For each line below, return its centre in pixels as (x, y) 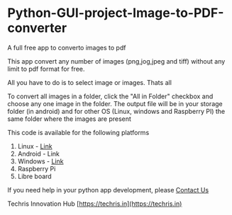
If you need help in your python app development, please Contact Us (108, 190)
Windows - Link (40, 161)
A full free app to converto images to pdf (67, 47)
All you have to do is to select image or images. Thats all (90, 82)
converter (37, 28)
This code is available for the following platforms (78, 132)
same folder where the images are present (69, 119)
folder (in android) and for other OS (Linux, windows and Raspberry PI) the (116, 111)
